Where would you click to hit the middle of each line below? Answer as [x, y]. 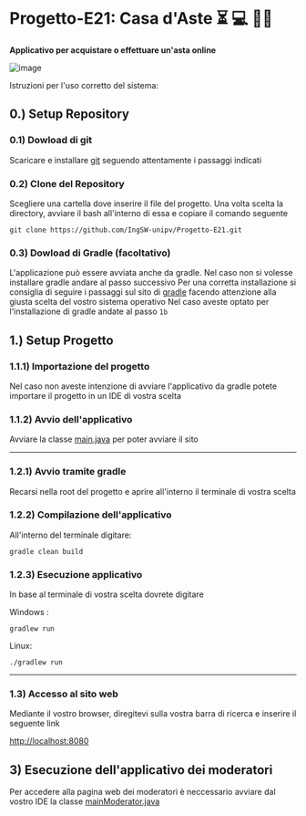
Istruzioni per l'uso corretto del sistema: [84, 85]
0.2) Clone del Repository [67, 183]
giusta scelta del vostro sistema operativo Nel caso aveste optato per [139, 302]
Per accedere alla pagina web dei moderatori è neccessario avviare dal [143, 792]
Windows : [29, 612]
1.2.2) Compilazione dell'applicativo [91, 515]
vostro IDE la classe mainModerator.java [85, 801]
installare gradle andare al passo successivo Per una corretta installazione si [153, 282]
